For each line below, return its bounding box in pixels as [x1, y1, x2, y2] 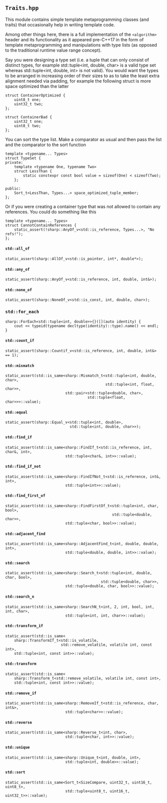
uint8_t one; [14, 97, 41, 102]
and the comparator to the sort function [5, 142, 86, 148]
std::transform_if [5, 624, 43, 628]
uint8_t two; [14, 123, 41, 128]
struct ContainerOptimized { [5, 92, 66, 98]
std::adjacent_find [5, 531, 46, 536]
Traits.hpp [5, 4, 39, 12]
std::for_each [5, 309, 39, 315]
